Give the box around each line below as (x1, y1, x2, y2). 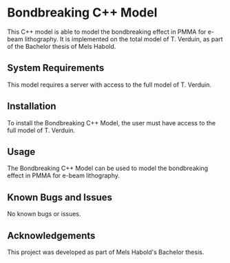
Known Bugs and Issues (7, 191, 112, 203)
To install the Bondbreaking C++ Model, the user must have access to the (7, 118, 216, 127)
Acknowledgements (7, 229, 96, 242)
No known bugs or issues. (7, 210, 81, 218)
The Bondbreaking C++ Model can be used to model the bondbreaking (7, 164, 209, 173)
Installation (7, 101, 56, 112)
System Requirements (7, 62, 105, 74)
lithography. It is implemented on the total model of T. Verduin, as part (24, 34, 223, 43)
